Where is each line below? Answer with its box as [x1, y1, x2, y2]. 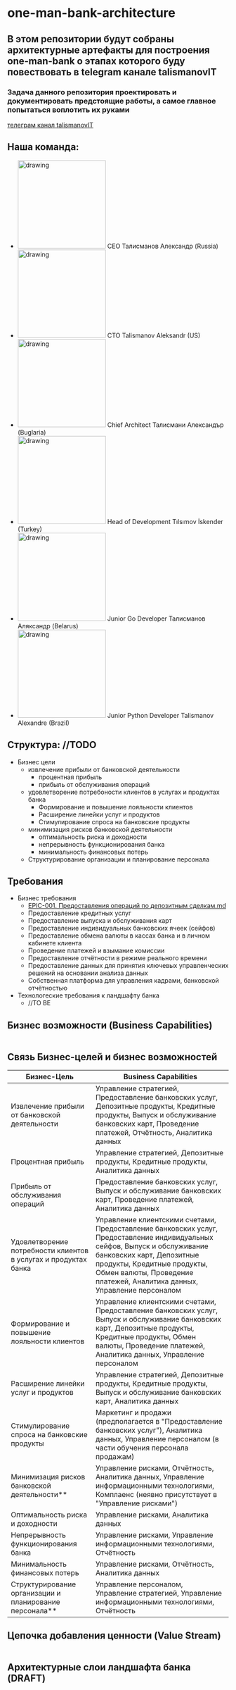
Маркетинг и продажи [95, 1408, 172, 1417]
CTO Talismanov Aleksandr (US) [107, 331, 201, 340]
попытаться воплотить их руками [7, 104, 130, 114]
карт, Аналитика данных [95, 1396, 179, 1406]
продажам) [95, 1451, 135, 1461]
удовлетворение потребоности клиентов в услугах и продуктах [27, 788, 220, 796]
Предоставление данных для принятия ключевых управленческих [27, 962, 229, 970]
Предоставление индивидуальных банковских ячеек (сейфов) [27, 924, 216, 933]
